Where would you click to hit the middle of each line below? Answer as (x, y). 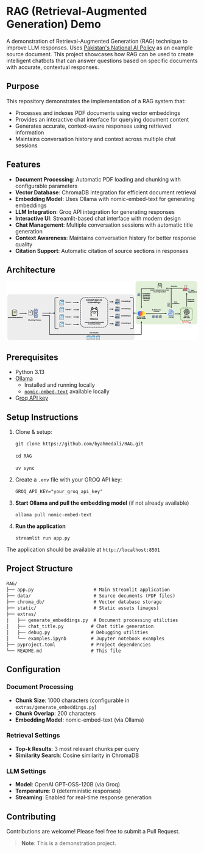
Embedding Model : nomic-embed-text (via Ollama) (79, 720)
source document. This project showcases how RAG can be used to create (100, 54)
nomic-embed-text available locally (67, 392)
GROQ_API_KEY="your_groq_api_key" (59, 492)
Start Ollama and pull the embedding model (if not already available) (102, 503)
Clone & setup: (34, 432)
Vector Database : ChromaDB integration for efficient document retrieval (106, 192)
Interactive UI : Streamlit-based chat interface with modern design (98, 218)
